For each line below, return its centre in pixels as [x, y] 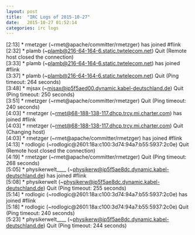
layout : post [22, 11]
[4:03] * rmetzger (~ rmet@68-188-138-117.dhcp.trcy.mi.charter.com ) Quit [95, 126]
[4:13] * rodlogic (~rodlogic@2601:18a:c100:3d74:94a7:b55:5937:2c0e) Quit [97, 145]
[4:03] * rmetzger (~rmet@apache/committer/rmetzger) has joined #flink [94, 138]
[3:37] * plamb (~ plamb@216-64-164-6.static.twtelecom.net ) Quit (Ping [93, 76]
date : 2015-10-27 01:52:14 [42, 22]
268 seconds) [23, 163]
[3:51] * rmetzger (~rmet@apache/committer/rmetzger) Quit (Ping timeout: [96, 101]
